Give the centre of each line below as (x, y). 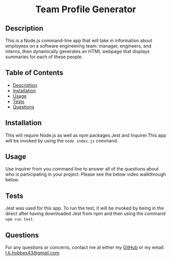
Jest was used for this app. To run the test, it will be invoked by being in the (85, 208)
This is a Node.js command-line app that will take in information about (79, 40)
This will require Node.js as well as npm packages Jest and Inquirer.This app (86, 135)
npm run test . (20, 219)
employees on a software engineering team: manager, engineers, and (78, 46)
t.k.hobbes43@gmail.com (32, 253)
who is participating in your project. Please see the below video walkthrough (86, 174)
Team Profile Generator (86, 9)
